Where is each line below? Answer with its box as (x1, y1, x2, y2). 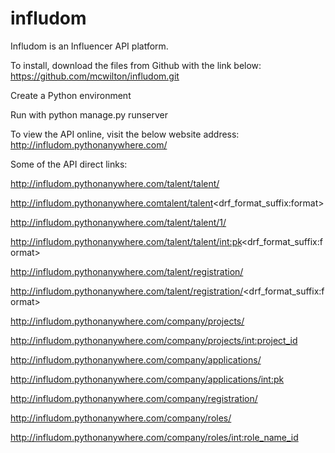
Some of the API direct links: (10, 158, 128, 170)
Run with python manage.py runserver (10, 108, 169, 121)
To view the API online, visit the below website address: (10, 128, 240, 140)
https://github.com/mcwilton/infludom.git (10, 70, 180, 82)
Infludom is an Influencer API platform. (10, 40, 169, 52)
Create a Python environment (10, 89, 132, 101)
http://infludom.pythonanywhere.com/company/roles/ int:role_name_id (10, 431, 299, 443)
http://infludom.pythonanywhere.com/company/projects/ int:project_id (10, 334, 298, 346)
